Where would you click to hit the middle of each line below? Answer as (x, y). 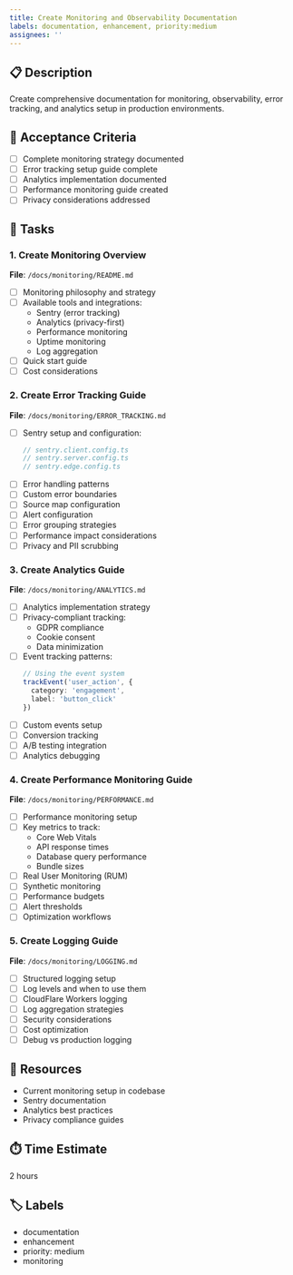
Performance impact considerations (89, 535)
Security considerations (67, 1020)
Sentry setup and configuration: (82, 433)
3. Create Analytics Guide (67, 570)
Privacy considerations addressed (86, 200)
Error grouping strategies (69, 525)
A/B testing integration (64, 745)
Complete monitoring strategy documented (103, 159)
